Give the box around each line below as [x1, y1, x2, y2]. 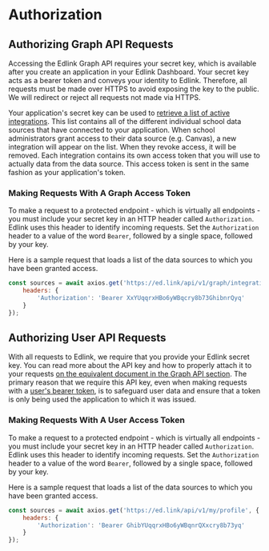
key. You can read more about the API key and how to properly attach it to [8, 361, 252, 370]
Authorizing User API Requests [8, 331, 167, 345]
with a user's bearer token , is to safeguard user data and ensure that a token [8, 386, 261, 396]
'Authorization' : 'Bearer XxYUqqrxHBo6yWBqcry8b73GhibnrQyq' [37, 294, 246, 302]
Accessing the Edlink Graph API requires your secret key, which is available [8, 58, 257, 68]
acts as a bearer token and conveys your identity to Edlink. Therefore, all [8, 76, 247, 85]
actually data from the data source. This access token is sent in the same [8, 159, 250, 169]
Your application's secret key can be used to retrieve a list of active [8, 108, 231, 118]
